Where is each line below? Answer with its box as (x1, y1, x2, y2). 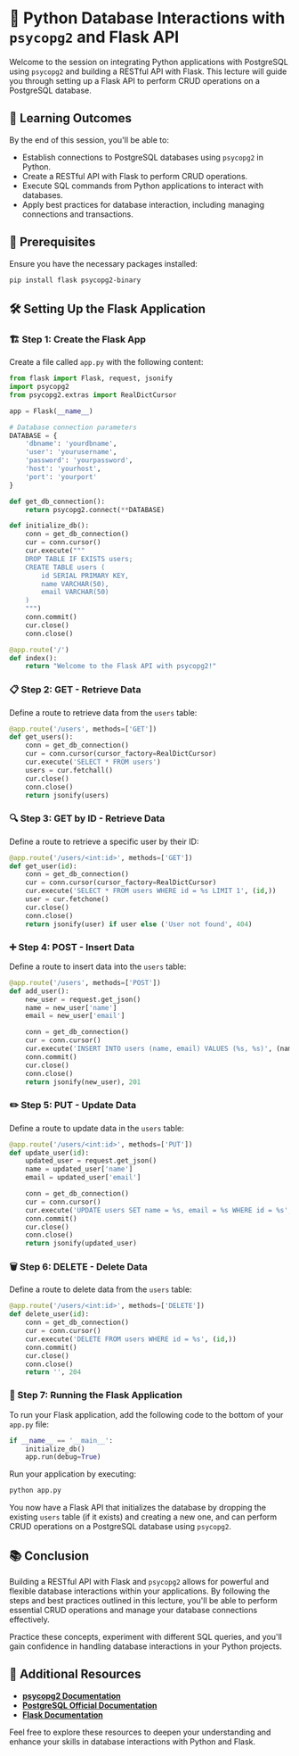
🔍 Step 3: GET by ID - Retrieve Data (9, 812, 166, 824)
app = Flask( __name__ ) (9, 406, 93, 416)
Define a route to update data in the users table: (9, 1122, 184, 1133)
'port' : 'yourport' (25, 472, 98, 481)
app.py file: (9, 1419, 50, 1429)
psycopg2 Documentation (21, 1690, 122, 1701)
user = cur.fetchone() (25, 895, 109, 904)
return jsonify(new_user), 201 (25, 1077, 141, 1087)
